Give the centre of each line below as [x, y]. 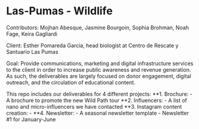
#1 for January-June [31, 119]
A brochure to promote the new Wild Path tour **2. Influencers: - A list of [97, 100]
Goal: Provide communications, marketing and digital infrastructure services [100, 63]
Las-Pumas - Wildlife [59, 11]
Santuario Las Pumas [32, 51]
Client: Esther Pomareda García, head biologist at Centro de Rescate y [92, 45]
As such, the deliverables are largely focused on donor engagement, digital [99, 76]
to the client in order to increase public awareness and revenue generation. [99, 69]
